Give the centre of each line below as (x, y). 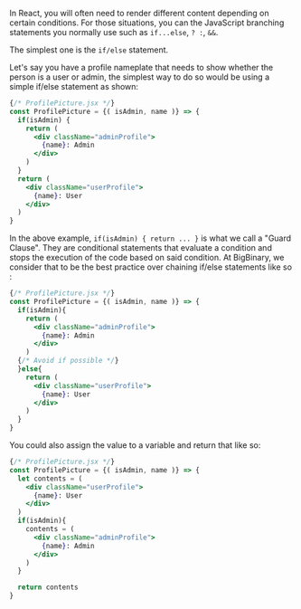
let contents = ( (50, 479)
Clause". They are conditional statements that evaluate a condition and (141, 248)
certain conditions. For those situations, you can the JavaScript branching (147, 23)
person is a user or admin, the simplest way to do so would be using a (140, 77)
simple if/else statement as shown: (74, 86)
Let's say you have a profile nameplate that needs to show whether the (141, 67)
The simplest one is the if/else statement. (89, 50)
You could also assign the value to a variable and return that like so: (135, 445)
